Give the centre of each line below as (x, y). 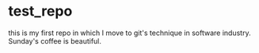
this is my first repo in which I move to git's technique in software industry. (129, 33)
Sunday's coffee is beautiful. (55, 41)
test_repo (40, 11)
